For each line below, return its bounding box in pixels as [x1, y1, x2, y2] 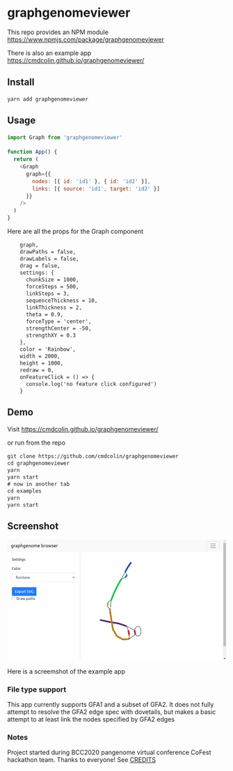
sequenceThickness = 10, [25, 297, 98, 304]
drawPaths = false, [19, 248, 77, 255]
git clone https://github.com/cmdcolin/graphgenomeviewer [7, 452, 179, 460]
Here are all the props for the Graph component [7, 228, 144, 236]
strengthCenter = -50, [25, 325, 92, 332]
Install [7, 77, 35, 88]
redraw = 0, [19, 367, 54, 374]
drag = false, [19, 262, 61, 269]
